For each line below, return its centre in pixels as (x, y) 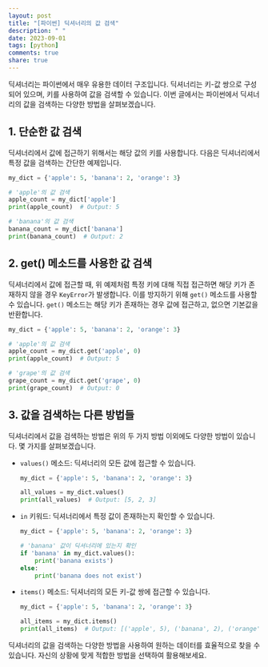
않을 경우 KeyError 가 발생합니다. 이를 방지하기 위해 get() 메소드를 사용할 (143, 294)
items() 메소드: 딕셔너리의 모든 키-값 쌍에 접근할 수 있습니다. (115, 592)
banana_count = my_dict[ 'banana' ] (66, 229)
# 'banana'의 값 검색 (41, 222)
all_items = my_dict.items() (68, 621)
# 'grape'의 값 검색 (39, 373)
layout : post (30, 16)
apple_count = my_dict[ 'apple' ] (62, 200)
